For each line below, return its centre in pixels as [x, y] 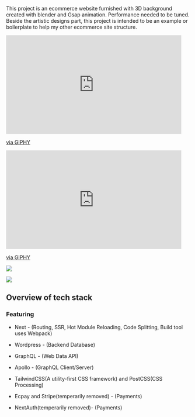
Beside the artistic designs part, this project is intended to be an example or [97, 21]
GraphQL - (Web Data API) [46, 356]
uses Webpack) [33, 333]
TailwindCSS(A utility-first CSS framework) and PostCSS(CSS [88, 378]
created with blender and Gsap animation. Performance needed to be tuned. [98, 15]
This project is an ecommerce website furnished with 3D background [89, 8]
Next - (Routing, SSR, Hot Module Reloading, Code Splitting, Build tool [98, 327]
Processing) [29, 385]
